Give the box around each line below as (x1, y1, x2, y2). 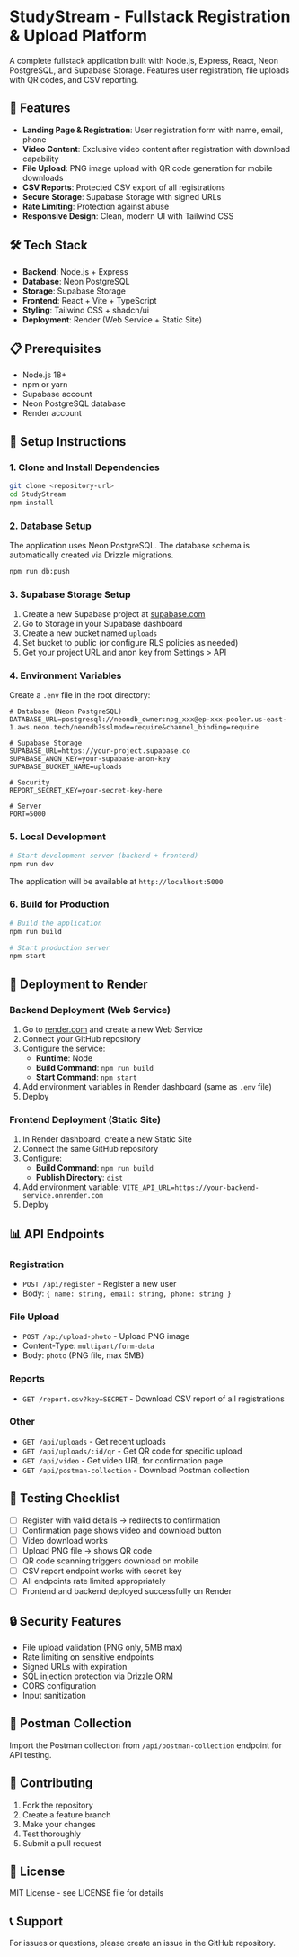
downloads (22, 172, 64, 183)
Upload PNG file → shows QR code (22, 1545, 153, 1555)
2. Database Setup (9, 520, 92, 532)
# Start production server (9, 943, 110, 952)
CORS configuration (22, 1680, 97, 1690)
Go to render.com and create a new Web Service (22, 1024, 204, 1035)
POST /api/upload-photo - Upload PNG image (22, 1331, 190, 1342)
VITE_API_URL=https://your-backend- (122, 1183, 259, 1192)
